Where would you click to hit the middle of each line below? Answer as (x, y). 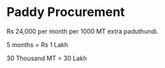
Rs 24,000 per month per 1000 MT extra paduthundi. (82, 31)
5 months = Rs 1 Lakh (37, 44)
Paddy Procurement (66, 12)
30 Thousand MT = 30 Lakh (47, 58)
